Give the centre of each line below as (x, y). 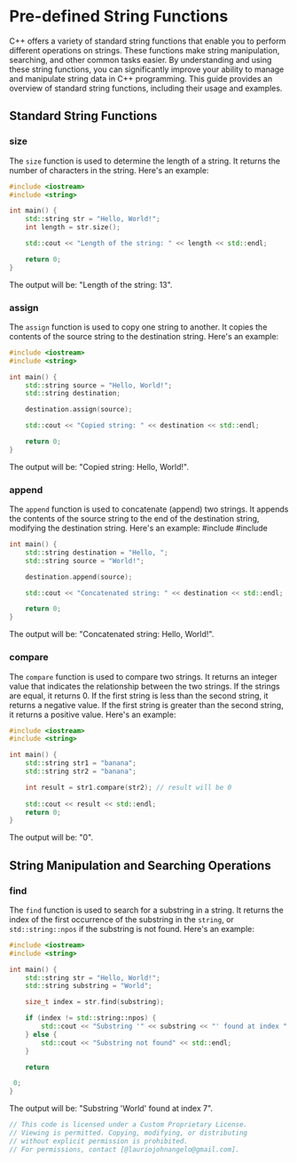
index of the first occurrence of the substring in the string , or (122, 919)
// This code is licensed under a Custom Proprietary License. (129, 1125)
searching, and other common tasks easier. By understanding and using (141, 60)
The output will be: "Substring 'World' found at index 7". (111, 1109)
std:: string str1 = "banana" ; (81, 763)
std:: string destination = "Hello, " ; (97, 553)
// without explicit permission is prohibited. (99, 1141)
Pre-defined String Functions (119, 16)
